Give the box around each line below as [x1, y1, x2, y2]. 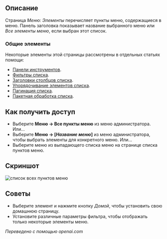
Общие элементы [5, 40, 51, 47]
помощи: [5, 57, 24, 63]
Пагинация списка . [12, 88, 53, 94]
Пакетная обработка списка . [12, 93, 74, 99]
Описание [5, 4, 38, 12]
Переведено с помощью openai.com [5, 228, 83, 234]
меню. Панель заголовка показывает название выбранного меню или [5, 22, 155, 28]
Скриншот [5, 162, 39, 170]
